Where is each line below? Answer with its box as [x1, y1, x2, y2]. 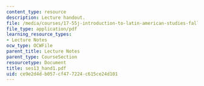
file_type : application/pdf [6, 25, 78, 32]
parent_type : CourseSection [6, 54, 78, 60]
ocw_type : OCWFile [6, 43, 53, 49]
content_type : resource [6, 8, 67, 15]
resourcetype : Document [6, 59, 67, 65]
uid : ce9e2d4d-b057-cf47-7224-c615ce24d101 [6, 71, 118, 77]
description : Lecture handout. [6, 15, 86, 21]
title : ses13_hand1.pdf [6, 65, 67, 71]
